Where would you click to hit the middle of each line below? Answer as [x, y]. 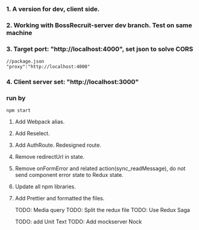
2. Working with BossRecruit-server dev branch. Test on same [99, 25]
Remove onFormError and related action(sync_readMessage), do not [100, 168]
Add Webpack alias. [40, 122]
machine [19, 33]
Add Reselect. [32, 133]
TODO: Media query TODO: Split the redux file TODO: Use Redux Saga [103, 210]
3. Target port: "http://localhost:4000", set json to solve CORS [100, 49]
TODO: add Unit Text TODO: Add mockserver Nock [78, 222]
